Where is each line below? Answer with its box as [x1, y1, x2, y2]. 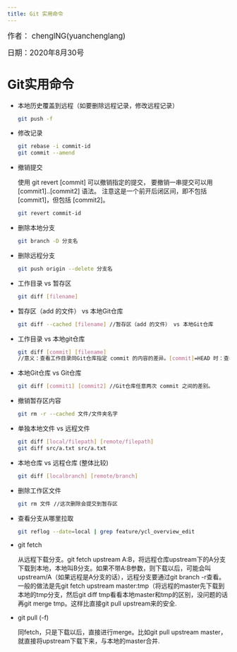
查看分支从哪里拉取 [17, 514, 74, 522]
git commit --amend [17, 150, 75, 157]
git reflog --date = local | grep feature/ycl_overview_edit [17, 528, 195, 535]
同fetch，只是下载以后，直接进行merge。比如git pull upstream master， [17, 628, 227, 636]
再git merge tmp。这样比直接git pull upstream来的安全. [17, 599, 178, 608]
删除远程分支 [17, 251, 55, 260]
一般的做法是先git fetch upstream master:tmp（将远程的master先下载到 [17, 581, 225, 590]
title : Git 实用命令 [7, 10, 63, 18]
